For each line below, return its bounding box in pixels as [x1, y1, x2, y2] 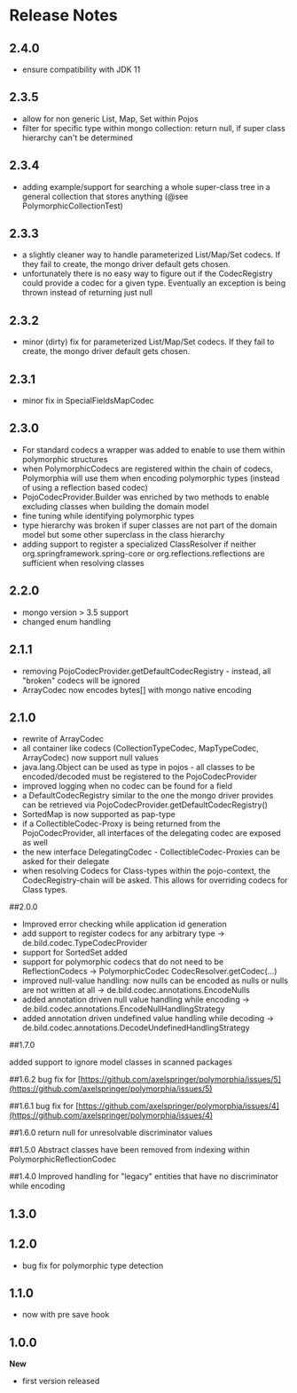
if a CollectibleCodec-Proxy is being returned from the [21, 818, 222, 830]
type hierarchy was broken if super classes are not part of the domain [21, 520, 277, 531]
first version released [21, 1376, 100, 1387]
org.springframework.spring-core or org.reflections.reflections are [21, 547, 265, 559]
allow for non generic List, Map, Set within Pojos [21, 113, 199, 124]
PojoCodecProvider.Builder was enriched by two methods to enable [21, 492, 270, 502]
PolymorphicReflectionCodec [9, 1154, 117, 1165]
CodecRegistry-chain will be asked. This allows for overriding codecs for [21, 875, 288, 885]
